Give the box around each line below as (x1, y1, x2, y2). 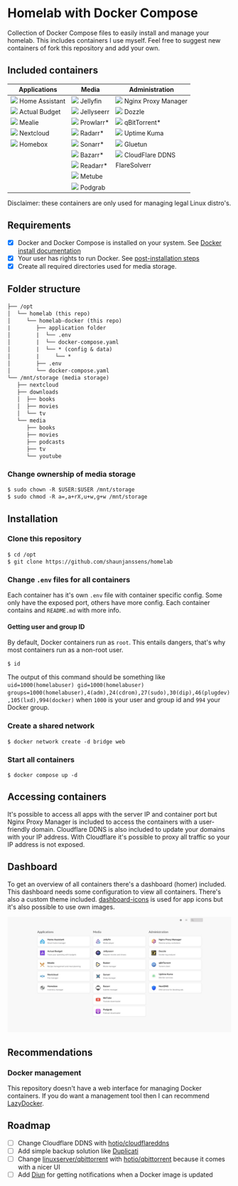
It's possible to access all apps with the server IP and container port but (7, 810, 218, 818)
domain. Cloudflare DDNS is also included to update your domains (31, 825, 225, 833)
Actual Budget (18, 107, 61, 115)
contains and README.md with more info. (7, 606, 121, 614)
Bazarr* (80, 150, 104, 159)
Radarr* (80, 129, 104, 138)
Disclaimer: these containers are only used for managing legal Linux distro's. (7, 199, 232, 207)
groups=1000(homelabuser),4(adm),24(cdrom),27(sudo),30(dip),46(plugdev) (7, 689, 231, 696)
